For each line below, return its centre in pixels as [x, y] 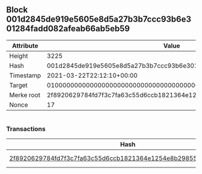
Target [19, 85]
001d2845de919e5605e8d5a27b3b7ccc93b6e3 [99, 20]
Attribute [25, 46]
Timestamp [25, 75]
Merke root [25, 95]
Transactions [26, 129]
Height [19, 55]
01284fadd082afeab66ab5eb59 [68, 29]
